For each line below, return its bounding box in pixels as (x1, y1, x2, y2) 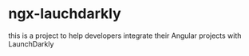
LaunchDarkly (8, 39, 54, 48)
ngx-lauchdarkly (8, 5, 121, 23)
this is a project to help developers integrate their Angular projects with (8, 31, 242, 40)
